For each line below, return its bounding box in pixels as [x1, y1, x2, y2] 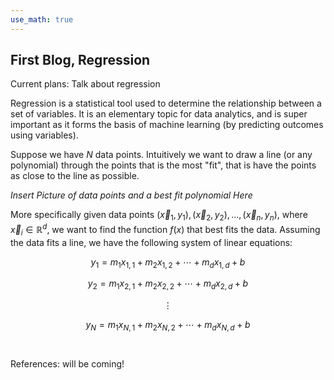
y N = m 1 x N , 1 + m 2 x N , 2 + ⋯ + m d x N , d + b [85, 319, 251, 333]
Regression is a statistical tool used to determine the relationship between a [10, 97, 322, 110]
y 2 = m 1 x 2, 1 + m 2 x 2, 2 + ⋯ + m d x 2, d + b [87, 277, 249, 292]
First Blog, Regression [10, 52, 151, 69]
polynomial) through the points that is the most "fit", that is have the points [10, 159, 317, 171]
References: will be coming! [10, 358, 125, 370]
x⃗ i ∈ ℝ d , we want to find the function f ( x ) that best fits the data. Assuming [10, 222, 321, 238]
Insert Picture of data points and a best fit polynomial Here [10, 189, 253, 201]
